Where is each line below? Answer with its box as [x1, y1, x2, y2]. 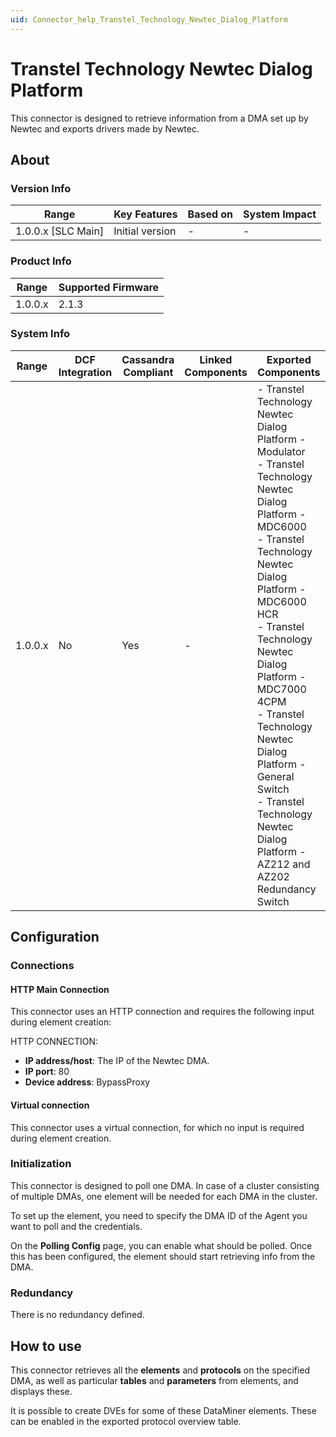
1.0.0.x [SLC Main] [15, 224, 105, 238]
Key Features [113, 207, 178, 221]
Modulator [256, 444, 306, 458]
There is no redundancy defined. [10, 1309, 145, 1321]
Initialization [10, 1157, 72, 1171]
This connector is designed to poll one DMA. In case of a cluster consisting [10, 1179, 320, 1191]
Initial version [113, 224, 177, 238]
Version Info [10, 181, 72, 195]
